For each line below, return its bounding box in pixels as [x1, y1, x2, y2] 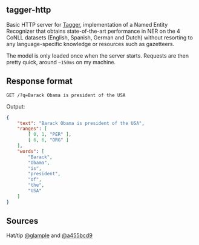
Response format [6, 76, 73, 87]
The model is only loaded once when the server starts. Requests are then [6, 52, 189, 59]
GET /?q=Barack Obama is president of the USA [6, 92, 126, 98]
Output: [6, 102, 25, 110]
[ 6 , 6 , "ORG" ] [28, 137, 69, 143]
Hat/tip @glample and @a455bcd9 [6, 232, 93, 239]
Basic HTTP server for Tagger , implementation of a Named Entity [6, 21, 168, 28]
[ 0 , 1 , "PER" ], [28, 132, 71, 138]
